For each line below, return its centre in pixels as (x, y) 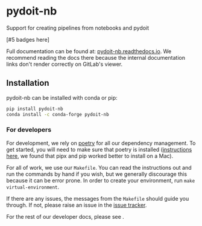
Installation (28, 83)
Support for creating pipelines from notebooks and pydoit (78, 28)
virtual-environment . (33, 187)
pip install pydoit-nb (35, 109)
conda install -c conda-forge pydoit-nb (58, 114)
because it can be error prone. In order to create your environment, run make (101, 180)
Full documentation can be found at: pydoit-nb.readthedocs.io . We (89, 51)
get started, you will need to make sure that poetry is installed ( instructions (99, 149)
